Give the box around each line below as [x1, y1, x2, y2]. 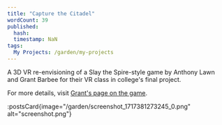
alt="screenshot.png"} [7, 109, 72, 118]
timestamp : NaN [13, 36, 58, 43]
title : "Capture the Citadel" [7, 10, 96, 17]
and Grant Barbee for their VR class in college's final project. [7, 75, 182, 83]
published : [7, 23, 39, 30]
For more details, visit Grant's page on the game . [7, 88, 148, 97]
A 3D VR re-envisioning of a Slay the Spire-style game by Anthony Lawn [7, 67, 215, 76]
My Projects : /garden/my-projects [13, 49, 114, 56]
